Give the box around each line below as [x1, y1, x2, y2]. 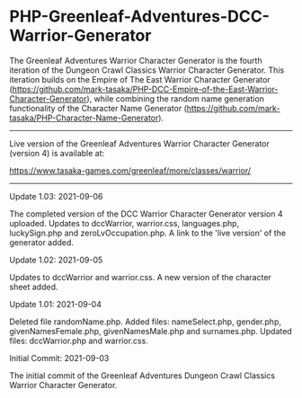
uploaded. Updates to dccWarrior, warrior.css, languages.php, [9, 217, 240, 228]
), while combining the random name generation [86, 93, 265, 104]
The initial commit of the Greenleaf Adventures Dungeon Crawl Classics [9, 370, 276, 381]
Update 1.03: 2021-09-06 [9, 190, 103, 201]
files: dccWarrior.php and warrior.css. [9, 335, 148, 346]
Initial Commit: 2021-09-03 [9, 352, 110, 363]
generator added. [9, 236, 75, 248]
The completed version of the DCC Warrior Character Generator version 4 [9, 208, 283, 219]
